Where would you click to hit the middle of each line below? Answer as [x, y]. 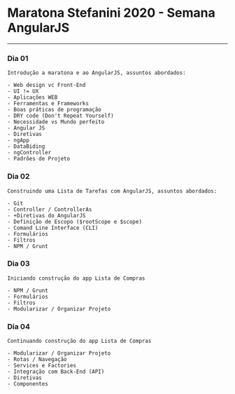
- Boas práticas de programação [54, 110]
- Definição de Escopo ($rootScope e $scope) [74, 222]
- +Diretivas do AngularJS [47, 215]
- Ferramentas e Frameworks [48, 104]
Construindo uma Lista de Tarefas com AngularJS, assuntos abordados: [112, 191]
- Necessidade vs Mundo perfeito [56, 122]
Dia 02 [19, 177]
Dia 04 [19, 326]
